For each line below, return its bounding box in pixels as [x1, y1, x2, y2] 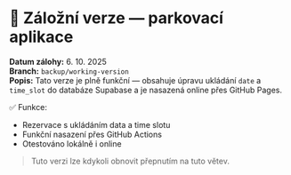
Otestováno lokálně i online [21, 138, 122, 149]
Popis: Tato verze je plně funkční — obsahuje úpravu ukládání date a [9, 75, 262, 85]
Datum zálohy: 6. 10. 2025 [9, 56, 107, 67]
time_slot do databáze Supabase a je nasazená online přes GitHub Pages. [9, 84, 283, 95]
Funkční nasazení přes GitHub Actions [21, 129, 163, 139]
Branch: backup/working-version [9, 66, 129, 76]
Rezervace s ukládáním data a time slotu [21, 119, 171, 130]
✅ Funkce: [9, 101, 47, 112]
